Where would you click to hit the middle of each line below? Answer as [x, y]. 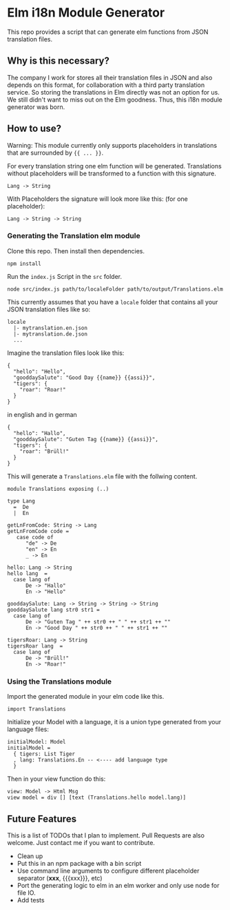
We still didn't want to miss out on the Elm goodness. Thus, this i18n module [115, 99]
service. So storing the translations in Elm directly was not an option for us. [114, 92]
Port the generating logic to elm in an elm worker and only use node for [118, 885]
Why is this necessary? [59, 61]
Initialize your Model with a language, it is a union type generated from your [114, 722]
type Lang [21, 501]
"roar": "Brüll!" [44, 451]
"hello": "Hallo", [40, 433]
